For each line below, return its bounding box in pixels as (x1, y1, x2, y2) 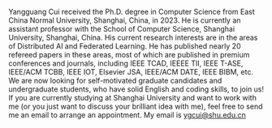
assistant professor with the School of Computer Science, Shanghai (8, 24, 235, 33)
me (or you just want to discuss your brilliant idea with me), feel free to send (8, 101, 263, 111)
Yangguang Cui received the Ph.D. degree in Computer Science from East (8, 7, 256, 16)
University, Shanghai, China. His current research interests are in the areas (8, 32, 258, 42)
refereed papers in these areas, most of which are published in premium (8, 50, 250, 59)
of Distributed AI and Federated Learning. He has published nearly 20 (8, 41, 241, 51)
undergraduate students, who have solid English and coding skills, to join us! (8, 84, 265, 94)
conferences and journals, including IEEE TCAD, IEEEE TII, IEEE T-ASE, (8, 58, 244, 68)
